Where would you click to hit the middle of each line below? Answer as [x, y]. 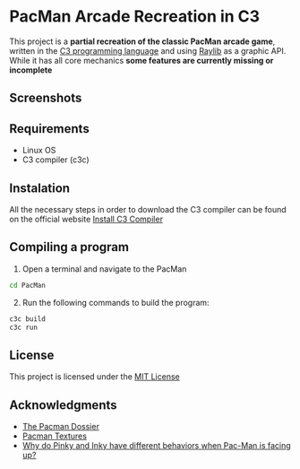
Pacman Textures [55, 436]
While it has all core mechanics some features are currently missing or [141, 60]
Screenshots [46, 98]
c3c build [28, 319]
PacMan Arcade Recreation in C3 [135, 17]
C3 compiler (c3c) [56, 160]
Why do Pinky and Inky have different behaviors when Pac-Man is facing [156, 446]
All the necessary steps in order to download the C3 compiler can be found [148, 209]
